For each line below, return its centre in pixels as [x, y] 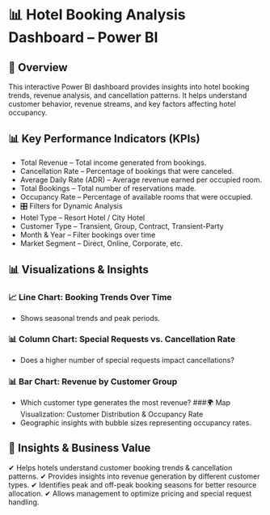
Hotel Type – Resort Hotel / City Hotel [82, 217]
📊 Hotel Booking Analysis [97, 15]
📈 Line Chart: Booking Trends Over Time [90, 298]
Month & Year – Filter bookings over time [88, 234]
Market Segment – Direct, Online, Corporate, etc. [101, 243]
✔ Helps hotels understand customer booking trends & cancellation [120, 467]
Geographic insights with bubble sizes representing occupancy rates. [136, 423]
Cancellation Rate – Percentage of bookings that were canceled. [127, 171]
